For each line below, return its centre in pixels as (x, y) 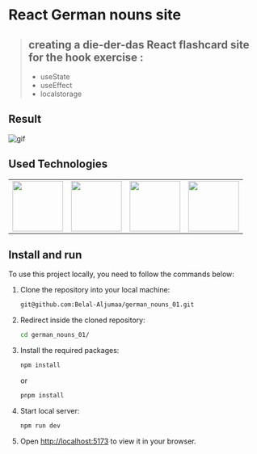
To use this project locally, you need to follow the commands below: (121, 274)
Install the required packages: (70, 351)
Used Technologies (58, 164)
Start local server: (50, 410)
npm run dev (40, 426)
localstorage (61, 94)
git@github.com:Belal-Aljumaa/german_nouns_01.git (107, 305)
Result (25, 119)
